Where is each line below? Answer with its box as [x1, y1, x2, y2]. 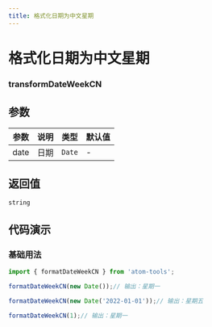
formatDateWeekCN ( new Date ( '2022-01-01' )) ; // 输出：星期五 [8, 296, 204, 305]
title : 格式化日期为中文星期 [8, 11, 94, 20]
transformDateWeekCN [8, 78, 102, 90]
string [8, 199, 31, 207]
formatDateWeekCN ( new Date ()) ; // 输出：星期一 [8, 282, 160, 291]
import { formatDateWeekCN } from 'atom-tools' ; [8, 268, 175, 276]
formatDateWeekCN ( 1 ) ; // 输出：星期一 [8, 312, 128, 320]
